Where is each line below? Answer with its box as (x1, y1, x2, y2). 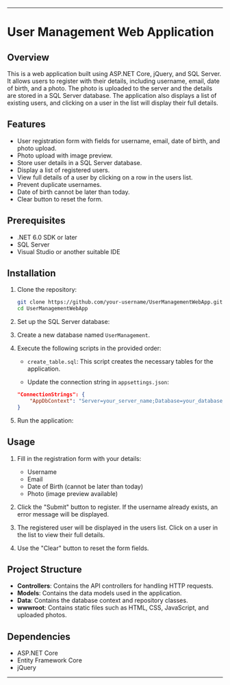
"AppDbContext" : (29, 398, 76, 405)
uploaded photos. (16, 611, 67, 619)
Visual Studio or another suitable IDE (16, 247, 121, 256)
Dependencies (7, 631, 71, 643)
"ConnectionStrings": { (16, 391, 86, 398)
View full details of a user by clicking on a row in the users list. (16, 173, 193, 182)
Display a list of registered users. (16, 166, 110, 174)
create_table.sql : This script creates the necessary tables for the (27, 358, 214, 366)
